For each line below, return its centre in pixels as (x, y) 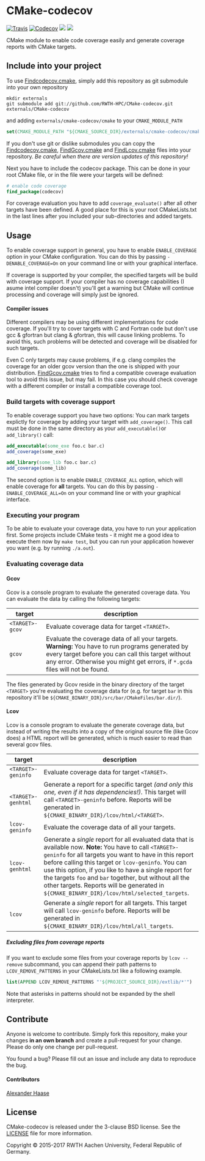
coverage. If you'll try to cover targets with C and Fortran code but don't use (102, 328)
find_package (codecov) (35, 191)
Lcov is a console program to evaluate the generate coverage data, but (95, 725)
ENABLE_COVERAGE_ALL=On (37, 494)
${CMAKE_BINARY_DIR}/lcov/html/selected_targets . (116, 892)
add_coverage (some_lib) (37, 469)
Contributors (23, 1080)
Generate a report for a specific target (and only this (118, 784)
